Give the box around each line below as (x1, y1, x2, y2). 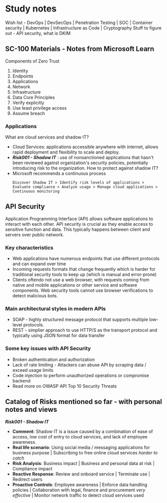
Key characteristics (5, 244, 54, 251)
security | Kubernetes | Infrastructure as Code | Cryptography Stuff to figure (5, 25, 162, 31)
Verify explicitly (12, 100, 44, 106)
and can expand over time (12, 261, 66, 267)
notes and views (5, 405, 57, 414)
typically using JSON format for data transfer (12, 332, 105, 338)
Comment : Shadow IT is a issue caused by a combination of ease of (12, 428, 153, 434)
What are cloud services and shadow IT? (5, 134, 89, 140)
